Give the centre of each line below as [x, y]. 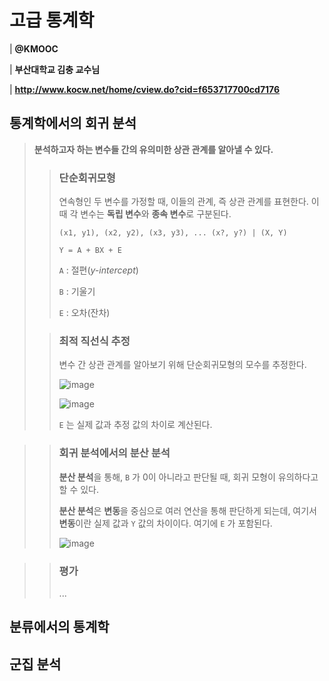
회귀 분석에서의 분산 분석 [114, 453]
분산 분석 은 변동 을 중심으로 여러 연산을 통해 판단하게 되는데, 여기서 [187, 510]
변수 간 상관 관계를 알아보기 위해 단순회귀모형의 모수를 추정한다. [182, 365]
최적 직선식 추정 [94, 341]
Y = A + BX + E [90, 251]
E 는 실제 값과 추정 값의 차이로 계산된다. [135, 425]
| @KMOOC [34, 48]
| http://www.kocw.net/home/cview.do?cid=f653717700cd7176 [145, 89]
